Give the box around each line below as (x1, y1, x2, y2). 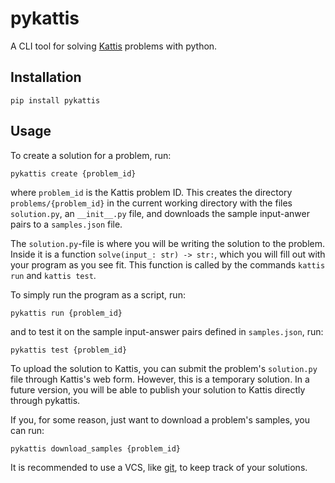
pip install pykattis (10, 95, 101, 106)
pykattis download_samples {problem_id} (10, 443, 182, 454)
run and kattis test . (10, 269, 97, 281)
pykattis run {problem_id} (10, 308, 123, 318)
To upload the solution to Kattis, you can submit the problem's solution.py (10, 362, 318, 374)
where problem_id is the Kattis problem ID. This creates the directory (10, 186, 293, 198)
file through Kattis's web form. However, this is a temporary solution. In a (10, 373, 310, 385)
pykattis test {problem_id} (10, 345, 128, 355)
